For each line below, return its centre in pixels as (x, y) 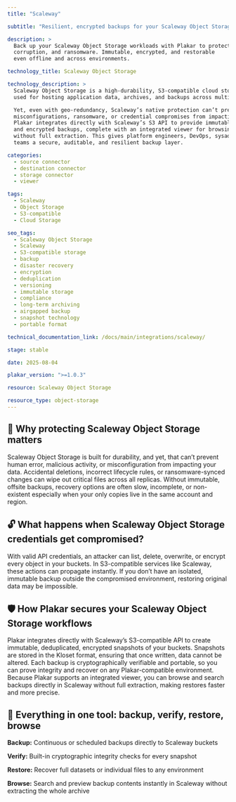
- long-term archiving (47, 305)
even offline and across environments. (72, 59)
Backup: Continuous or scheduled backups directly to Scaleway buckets (113, 743)
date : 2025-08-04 (33, 363)
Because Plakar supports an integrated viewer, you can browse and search (116, 678)
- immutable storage (44, 292)
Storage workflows (50, 623)
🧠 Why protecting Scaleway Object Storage (104, 429)
